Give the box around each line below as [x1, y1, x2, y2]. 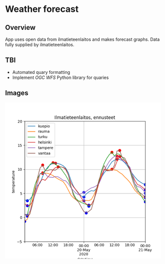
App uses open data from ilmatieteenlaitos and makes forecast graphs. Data [5, 36, 160, 42]
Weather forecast [5, 3, 79, 15]
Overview [5, 23, 36, 32]
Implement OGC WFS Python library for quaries [12, 74, 109, 80]
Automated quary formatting [12, 69, 71, 75]
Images [5, 89, 29, 97]
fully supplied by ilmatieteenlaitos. [5, 42, 75, 48]
